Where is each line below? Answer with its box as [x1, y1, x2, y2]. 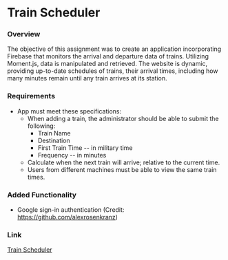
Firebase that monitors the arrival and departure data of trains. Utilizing [7, 52, 209, 61]
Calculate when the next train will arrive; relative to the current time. [27, 158, 220, 166]
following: [27, 122, 56, 130]
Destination [37, 136, 70, 144]
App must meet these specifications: [17, 107, 122, 115]
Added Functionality [7, 190, 77, 199]
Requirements [7, 91, 56, 101]
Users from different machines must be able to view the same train [27, 165, 217, 173]
